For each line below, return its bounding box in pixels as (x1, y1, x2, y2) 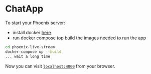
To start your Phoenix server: (5, 20, 65, 26)
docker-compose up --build (5, 49, 62, 54)
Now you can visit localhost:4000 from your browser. (5, 63, 115, 69)
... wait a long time (5, 54, 51, 59)
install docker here (12, 29, 51, 35)
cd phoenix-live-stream (5, 44, 55, 49)
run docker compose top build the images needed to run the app (12, 35, 146, 41)
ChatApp (5, 3, 44, 15)
